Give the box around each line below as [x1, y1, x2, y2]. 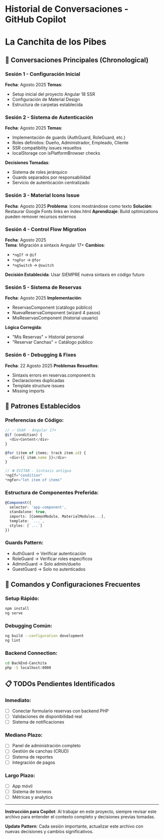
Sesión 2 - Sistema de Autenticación [5, 114, 94, 121]
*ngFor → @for [12, 257, 41, 263]
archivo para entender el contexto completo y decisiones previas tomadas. [5, 814, 155, 820]
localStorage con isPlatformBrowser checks [12, 150, 101, 156]
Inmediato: [5, 697, 32, 704]
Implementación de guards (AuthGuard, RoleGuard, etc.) [12, 135, 126, 140]
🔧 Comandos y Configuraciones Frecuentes [5, 580, 141, 589]
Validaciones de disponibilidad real [12, 713, 82, 719]
